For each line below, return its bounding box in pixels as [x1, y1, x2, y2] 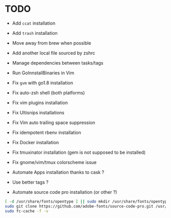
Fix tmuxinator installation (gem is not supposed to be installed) [12, 149, 146, 155]
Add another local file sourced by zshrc [12, 50, 95, 56]
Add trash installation [12, 30, 58, 36]
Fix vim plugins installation [12, 100, 68, 106]
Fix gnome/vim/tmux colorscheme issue [12, 159, 97, 165]
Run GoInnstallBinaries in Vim [12, 70, 75, 76]
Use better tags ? [12, 179, 49, 185]
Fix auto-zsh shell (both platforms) [12, 89, 85, 95]
